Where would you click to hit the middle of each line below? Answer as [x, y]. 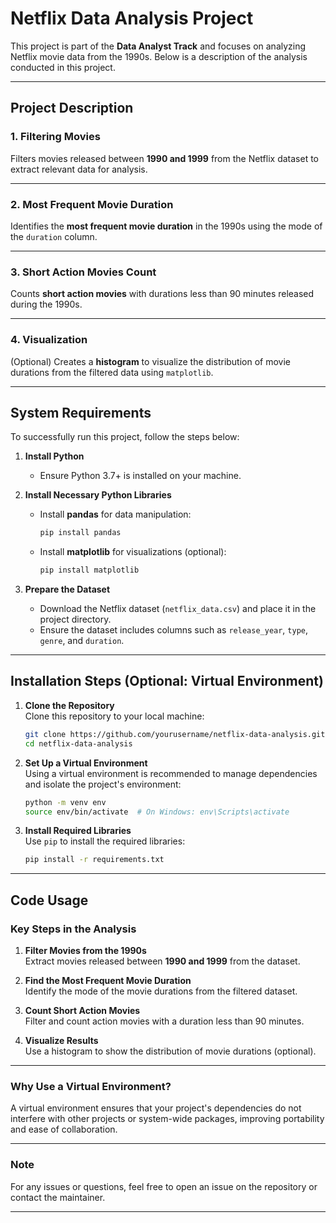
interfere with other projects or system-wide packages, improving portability [167, 1119]
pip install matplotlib [89, 570]
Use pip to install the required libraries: [105, 841]
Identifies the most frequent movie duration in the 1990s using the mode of [166, 226]
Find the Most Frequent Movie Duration [108, 980]
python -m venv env [65, 802]
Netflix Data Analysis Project [132, 18]
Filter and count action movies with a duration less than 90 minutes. [164, 1021]
